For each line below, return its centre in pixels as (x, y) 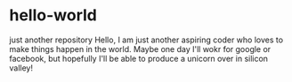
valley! (21, 68)
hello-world (53, 15)
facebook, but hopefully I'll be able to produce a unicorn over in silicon (139, 58)
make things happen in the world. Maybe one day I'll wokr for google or (140, 48)
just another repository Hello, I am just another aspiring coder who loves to (146, 40)
